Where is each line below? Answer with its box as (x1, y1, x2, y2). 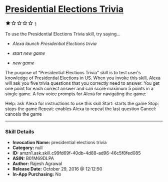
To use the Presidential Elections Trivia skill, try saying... (5, 31, 121, 37)
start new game (12, 50, 45, 56)
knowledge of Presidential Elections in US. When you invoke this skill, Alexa (5, 75, 161, 81)
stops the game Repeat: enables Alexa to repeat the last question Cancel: (5, 106, 156, 112)
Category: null (12, 145, 43, 151)
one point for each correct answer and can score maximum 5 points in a (5, 85, 154, 91)
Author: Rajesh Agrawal (12, 161, 62, 167)
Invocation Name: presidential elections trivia (12, 140, 107, 146)
